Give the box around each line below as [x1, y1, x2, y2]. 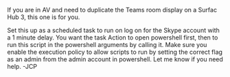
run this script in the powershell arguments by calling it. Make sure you [7, 41, 207, 48]
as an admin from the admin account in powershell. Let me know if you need [7, 55, 223, 63]
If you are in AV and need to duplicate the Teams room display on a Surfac [7, 6, 218, 14]
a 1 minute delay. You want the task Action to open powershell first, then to [7, 33, 218, 42]
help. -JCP [7, 63, 38, 70]
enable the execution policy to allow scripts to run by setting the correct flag [7, 48, 223, 56]
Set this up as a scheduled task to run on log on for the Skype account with [7, 27, 220, 34]
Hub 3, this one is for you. [7, 13, 80, 21]
